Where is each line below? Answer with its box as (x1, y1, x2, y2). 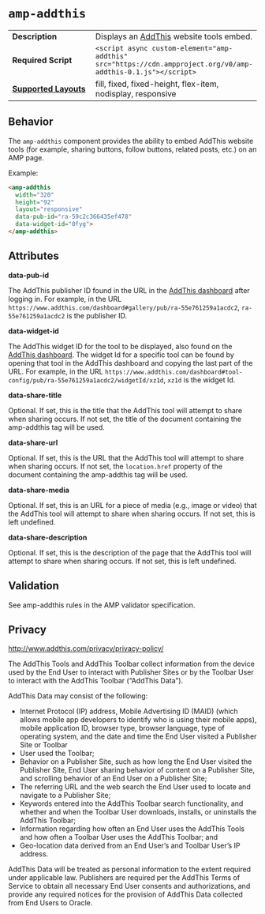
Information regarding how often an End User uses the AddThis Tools (19, 824, 245, 833)
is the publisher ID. (66, 310, 128, 320)
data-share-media (8, 485, 69, 495)
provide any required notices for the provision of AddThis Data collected (8, 890, 243, 899)
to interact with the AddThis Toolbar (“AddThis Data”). (8, 676, 184, 686)
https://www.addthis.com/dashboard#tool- (105, 368, 243, 376)
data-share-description (8, 532, 88, 542)
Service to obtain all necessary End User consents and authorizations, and (8, 882, 251, 891)
